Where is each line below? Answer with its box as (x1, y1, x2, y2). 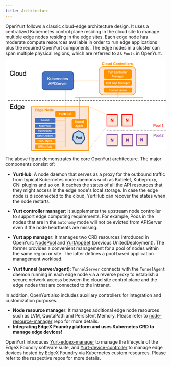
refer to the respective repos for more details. (5, 355, 101, 361)
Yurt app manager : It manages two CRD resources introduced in (12, 234, 149, 240)
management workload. (12, 256, 63, 262)
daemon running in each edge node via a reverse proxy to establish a (12, 271, 159, 277)
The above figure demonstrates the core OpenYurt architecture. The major (5, 156, 162, 162)
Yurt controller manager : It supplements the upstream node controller (12, 208, 161, 214)
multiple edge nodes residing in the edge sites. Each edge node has (5, 34, 148, 40)
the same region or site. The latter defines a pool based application (12, 250, 154, 256)
